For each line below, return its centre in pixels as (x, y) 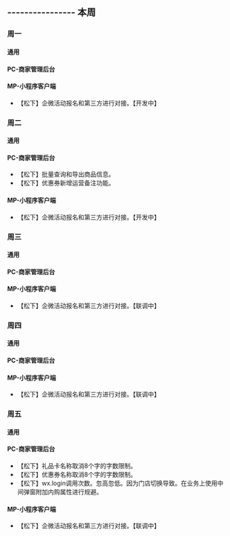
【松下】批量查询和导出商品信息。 (66, 174)
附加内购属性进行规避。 (69, 492)
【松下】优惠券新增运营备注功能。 (66, 183)
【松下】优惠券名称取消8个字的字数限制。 (77, 474)
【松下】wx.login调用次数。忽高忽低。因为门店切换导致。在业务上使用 (117, 483)
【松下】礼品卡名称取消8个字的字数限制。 (77, 466)
